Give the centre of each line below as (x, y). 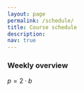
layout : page (26, 14)
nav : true (22, 41)
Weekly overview (38, 66)
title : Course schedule (42, 27)
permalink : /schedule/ (41, 21)
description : (26, 34)
